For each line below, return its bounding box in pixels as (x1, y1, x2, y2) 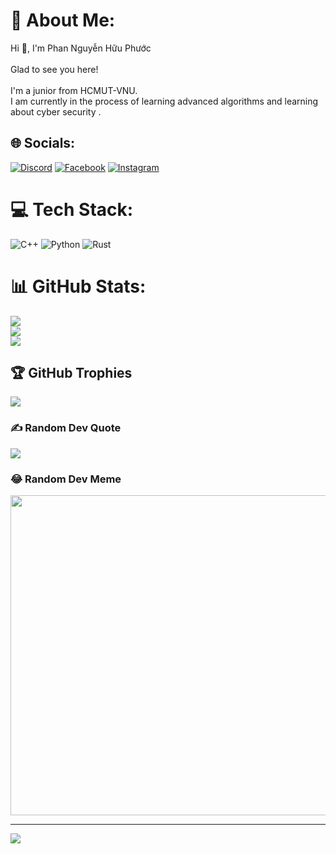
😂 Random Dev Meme (10, 472, 122, 486)
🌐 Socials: (10, 135, 76, 152)
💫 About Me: (10, 9, 116, 32)
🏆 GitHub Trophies (10, 365, 133, 382)
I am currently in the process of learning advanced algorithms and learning (10, 95, 319, 107)
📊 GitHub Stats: (10, 275, 147, 298)
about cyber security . (10, 105, 102, 118)
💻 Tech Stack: (10, 198, 134, 221)
